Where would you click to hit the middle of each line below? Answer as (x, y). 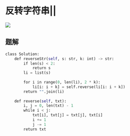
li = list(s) (37, 73)
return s (41, 68)
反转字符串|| (31, 11)
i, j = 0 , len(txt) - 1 (48, 106)
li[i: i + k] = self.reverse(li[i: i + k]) (79, 87)
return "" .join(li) (44, 92)
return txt (35, 129)
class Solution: (22, 54)
